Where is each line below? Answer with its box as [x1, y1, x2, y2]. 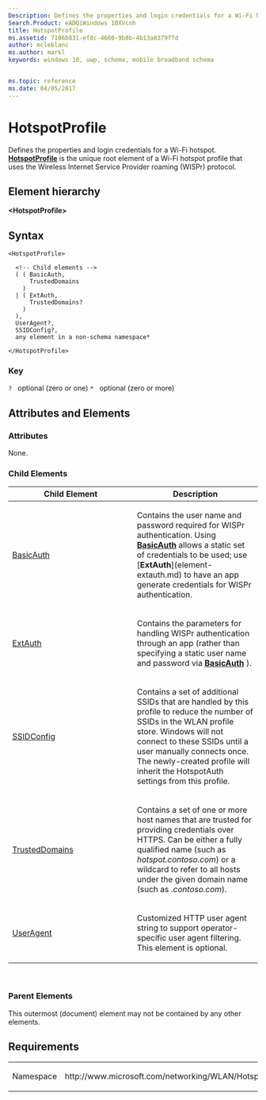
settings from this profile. [137, 775, 230, 787]
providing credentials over [137, 825, 234, 836]
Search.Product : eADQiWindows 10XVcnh [8, 19, 136, 27]
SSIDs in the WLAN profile [137, 716, 234, 727]
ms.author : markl [8, 48, 66, 56]
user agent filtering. [168, 933, 241, 944]
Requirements [8, 1040, 79, 1054]
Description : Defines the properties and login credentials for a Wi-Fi [8, 11, 253, 20]
